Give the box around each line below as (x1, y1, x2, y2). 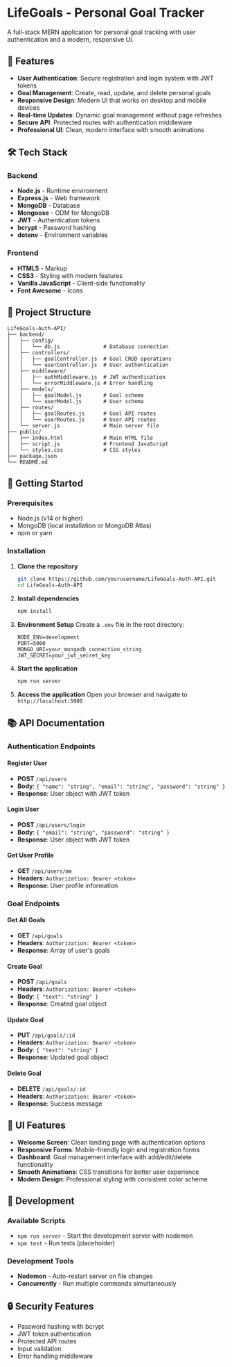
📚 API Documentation (7, 717, 105, 729)
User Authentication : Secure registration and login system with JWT (17, 74, 214, 82)
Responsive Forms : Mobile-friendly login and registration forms (17, 1145, 200, 1154)
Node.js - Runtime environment (17, 186, 108, 195)
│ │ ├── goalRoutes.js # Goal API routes (7, 410, 157, 417)
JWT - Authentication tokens (17, 216, 100, 224)
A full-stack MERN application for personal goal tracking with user (7, 28, 196, 36)
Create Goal (7, 962, 43, 970)
